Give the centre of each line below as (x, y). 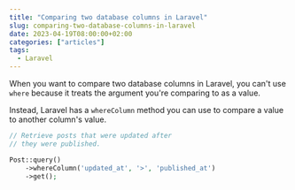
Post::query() (35, 160)
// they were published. (55, 144)
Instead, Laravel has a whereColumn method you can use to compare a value (147, 110)
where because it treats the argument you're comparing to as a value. (135, 93)
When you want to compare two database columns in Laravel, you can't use (147, 84)
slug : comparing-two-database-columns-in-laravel (103, 26)
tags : (19, 50)
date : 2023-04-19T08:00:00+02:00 (71, 34)
